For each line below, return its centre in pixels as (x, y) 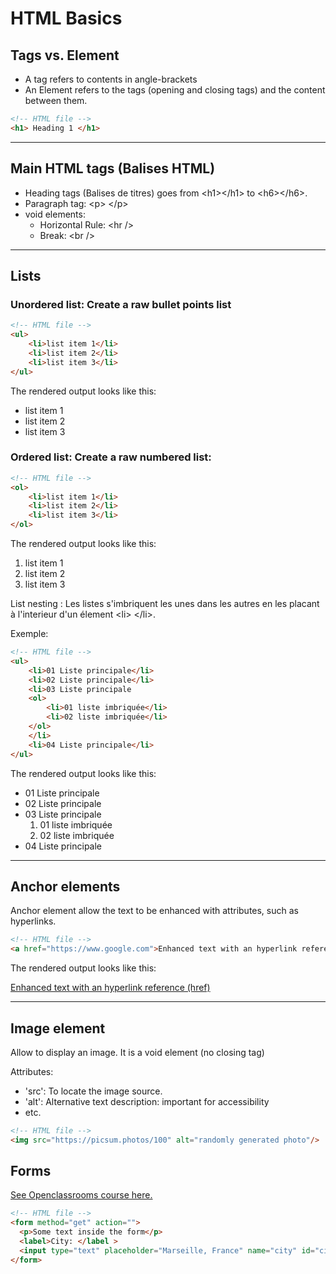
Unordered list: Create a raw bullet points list (121, 304)
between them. (56, 100)
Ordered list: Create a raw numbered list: (111, 457)
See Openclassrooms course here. (81, 1195)
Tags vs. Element (65, 55)
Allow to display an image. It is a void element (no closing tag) (137, 1052)
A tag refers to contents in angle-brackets (111, 79)
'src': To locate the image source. (93, 1091)
